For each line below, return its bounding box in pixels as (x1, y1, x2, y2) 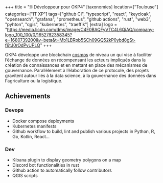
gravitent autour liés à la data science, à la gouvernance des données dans (5, 73, 157, 78)
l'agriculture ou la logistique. (5, 78, 63, 83)
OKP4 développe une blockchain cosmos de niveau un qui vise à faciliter (5, 52, 152, 57)
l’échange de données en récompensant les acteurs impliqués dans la (5, 57, 146, 63)
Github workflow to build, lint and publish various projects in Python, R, (12, 128, 156, 134)
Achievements (5, 92, 50, 101)
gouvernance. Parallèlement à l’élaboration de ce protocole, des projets (5, 68, 149, 73)
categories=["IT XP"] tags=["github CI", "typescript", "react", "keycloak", (5, 11, 152, 17)
